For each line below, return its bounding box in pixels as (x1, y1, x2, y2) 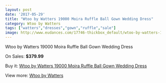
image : (5, 30, 19, 35)
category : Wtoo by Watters (5, 21, 61, 26)
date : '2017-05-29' (5, 12, 45, 17)
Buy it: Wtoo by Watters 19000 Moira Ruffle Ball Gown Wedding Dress (5, 63, 147, 69)
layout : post (5, 7, 32, 12)
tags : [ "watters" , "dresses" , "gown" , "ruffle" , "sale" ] (5, 26, 116, 31)
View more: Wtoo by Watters (5, 73, 64, 78)
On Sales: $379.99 (5, 53, 44, 59)
